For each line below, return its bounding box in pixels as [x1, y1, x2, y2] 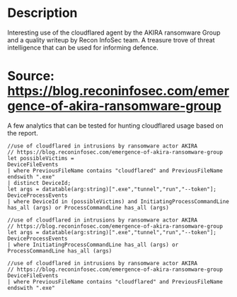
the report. [7, 128, 39, 137]
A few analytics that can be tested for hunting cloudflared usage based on [7, 121, 224, 130]
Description [7, 5, 78, 21]
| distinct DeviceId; [7, 179, 71, 186]
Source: [7, 68, 55, 84]
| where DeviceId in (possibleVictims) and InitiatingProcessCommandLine [7, 198, 230, 205]
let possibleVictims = [7, 154, 74, 162]
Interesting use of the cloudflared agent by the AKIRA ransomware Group [7, 28, 221, 37]
